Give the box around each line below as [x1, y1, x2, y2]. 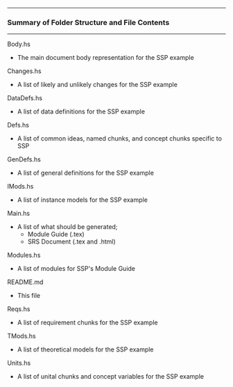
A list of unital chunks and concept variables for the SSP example [17, 372, 205, 381]
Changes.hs [7, 67, 42, 75]
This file [17, 292, 40, 300]
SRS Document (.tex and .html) [27, 237, 116, 246]
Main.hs [7, 210, 30, 218]
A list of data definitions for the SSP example [17, 107, 146, 116]
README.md [7, 278, 44, 286]
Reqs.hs [7, 305, 31, 313]
